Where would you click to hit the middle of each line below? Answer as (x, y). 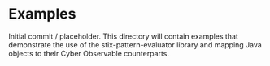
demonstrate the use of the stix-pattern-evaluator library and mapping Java (135, 44)
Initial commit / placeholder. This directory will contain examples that (123, 36)
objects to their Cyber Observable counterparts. (89, 53)
